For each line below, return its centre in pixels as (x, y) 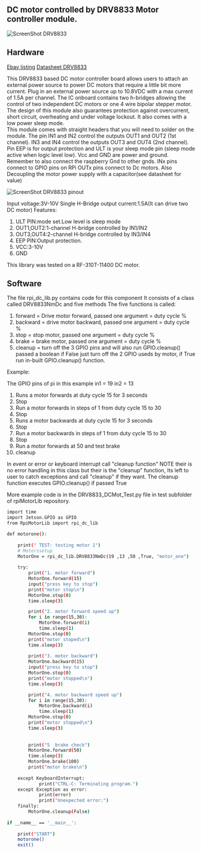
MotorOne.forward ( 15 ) (55, 579)
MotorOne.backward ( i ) (66, 706)
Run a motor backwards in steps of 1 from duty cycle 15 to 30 (91, 433)
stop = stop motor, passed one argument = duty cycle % (85, 335)
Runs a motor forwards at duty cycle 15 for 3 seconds (81, 395)
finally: (28, 806)
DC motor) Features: (32, 210)
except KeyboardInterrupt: (51, 778)
